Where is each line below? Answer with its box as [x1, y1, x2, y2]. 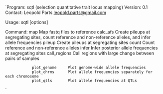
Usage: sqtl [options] [5, 19, 48, 25]
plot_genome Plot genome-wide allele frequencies [31, 65, 146, 70]
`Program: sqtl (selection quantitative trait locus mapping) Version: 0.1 [5, 4, 148, 10]
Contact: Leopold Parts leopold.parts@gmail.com [5, 9, 106, 15]
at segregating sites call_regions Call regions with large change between [5, 50, 155, 56]
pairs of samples [5, 55, 40, 61]
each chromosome [5, 74, 39, 79]
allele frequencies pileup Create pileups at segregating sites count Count [5, 39, 155, 45]
